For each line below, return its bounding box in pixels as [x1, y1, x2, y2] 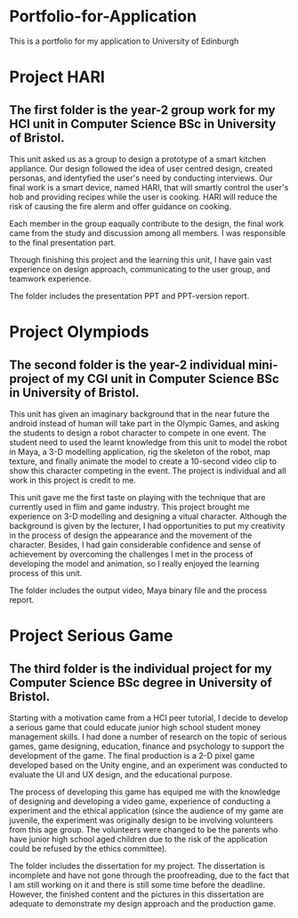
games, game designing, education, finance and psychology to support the [9, 741, 285, 751]
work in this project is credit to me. [9, 475, 136, 485]
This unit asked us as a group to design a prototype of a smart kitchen [9, 153, 267, 164]
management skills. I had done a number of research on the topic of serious [9, 731, 287, 742]
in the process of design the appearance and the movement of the [9, 530, 253, 540]
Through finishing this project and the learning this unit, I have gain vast [9, 254, 272, 264]
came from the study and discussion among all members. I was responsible [9, 227, 286, 238]
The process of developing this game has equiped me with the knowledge [9, 786, 281, 797]
